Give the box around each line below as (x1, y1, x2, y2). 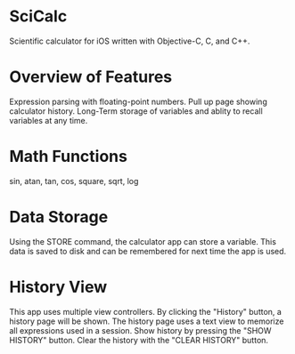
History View (9, 277, 108, 297)
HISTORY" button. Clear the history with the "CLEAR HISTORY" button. (9, 334, 269, 345)
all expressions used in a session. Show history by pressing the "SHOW (9, 325, 272, 335)
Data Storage (9, 207, 109, 227)
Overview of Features (9, 67, 173, 87)
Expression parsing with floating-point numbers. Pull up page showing (9, 96, 267, 107)
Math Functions (9, 147, 127, 166)
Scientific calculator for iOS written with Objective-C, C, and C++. (9, 36, 250, 46)
